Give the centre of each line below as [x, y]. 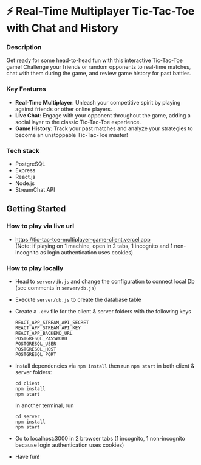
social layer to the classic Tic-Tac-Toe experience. [78, 122]
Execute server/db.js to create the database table [78, 300]
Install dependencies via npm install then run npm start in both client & [105, 366]
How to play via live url [40, 226]
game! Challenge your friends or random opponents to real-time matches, [99, 67]
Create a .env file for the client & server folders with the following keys [103, 312]
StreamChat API [35, 190]
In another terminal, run [44, 405]
